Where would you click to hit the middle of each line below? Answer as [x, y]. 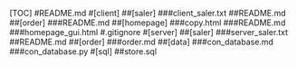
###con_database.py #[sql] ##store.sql [83, 52]
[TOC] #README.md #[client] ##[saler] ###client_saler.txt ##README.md [148, 13]
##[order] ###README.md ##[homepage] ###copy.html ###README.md [148, 23]
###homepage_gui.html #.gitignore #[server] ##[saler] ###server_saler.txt [148, 32]
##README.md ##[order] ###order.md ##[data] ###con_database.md [142, 42]
